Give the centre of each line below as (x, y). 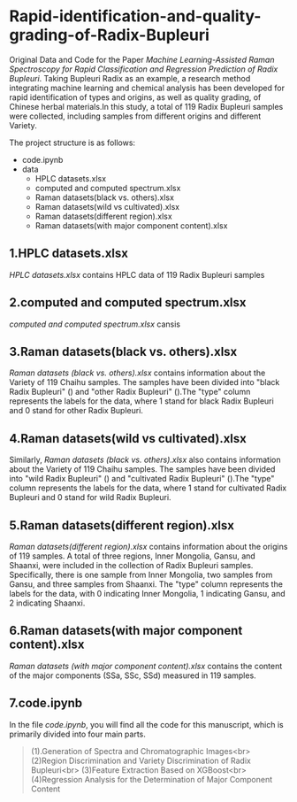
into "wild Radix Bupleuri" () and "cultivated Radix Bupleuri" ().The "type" (142, 479)
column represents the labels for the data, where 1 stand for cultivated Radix (148, 488)
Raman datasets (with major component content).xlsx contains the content (146, 666)
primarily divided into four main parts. (77, 734)
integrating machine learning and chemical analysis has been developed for (147, 88)
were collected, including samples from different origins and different (135, 116)
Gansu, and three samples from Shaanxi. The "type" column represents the (146, 584)
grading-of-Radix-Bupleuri (110, 35)
